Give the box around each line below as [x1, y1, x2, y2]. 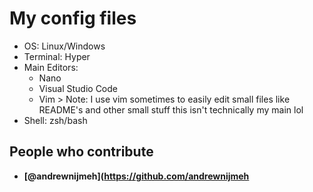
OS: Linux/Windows [23, 40, 106, 52]
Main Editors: [23, 61, 79, 73]
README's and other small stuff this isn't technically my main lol [38, 103, 304, 116]
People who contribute [9, 143, 154, 161]
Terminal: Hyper [23, 50, 91, 62]
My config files [9, 7, 137, 30]
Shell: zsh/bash [23, 114, 88, 126]
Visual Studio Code [38, 82, 118, 94]
